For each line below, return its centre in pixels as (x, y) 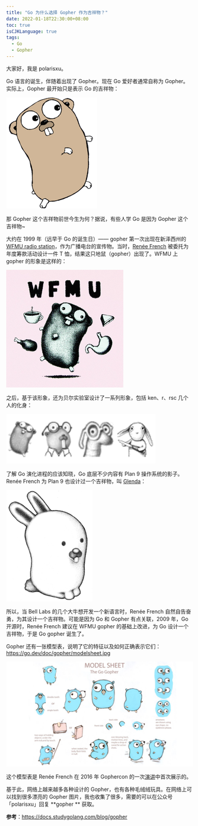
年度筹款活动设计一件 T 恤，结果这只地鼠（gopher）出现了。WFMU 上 (92, 254)
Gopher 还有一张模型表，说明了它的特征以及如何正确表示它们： (84, 646)
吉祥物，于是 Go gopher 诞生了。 (47, 634)
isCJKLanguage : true (32, 31)
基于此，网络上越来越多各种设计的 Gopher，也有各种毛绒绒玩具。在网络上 (97, 789)
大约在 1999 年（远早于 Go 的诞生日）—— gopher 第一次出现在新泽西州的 (96, 239)
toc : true (18, 25)
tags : (13, 38)
